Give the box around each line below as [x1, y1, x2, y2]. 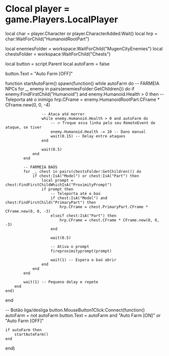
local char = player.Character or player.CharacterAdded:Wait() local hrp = [5, 30, 158, 36]
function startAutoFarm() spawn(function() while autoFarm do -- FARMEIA [5, 80, 159, 86]
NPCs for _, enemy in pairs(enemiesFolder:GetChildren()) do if [5, 85, 135, 91]
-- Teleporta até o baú [50, 191, 101, 196]
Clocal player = [5, 3, 70, 15]
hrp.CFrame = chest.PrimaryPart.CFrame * [59, 204, 148, 210]
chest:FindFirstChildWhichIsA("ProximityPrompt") [5, 182, 112, 187]
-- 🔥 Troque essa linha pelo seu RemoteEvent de [50, 120, 156, 125]
